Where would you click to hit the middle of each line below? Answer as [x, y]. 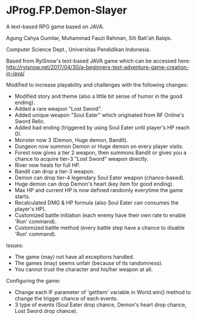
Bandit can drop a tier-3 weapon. [55, 171]
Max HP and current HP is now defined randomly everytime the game [99, 190]
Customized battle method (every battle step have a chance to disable [100, 227]
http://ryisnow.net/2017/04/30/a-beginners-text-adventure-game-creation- [98, 67]
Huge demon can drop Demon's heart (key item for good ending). [94, 184]
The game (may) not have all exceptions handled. [74, 256]
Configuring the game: [33, 281]
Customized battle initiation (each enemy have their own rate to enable [100, 215]
